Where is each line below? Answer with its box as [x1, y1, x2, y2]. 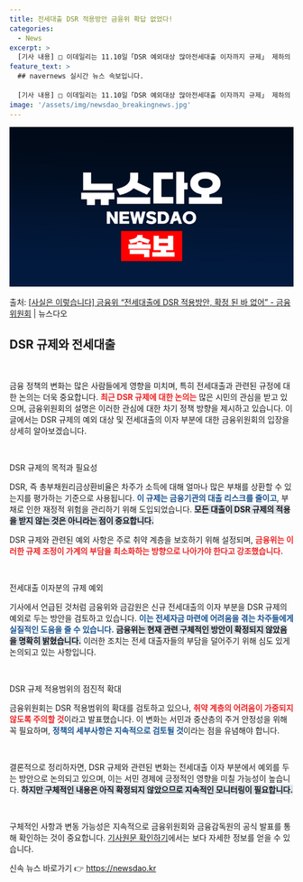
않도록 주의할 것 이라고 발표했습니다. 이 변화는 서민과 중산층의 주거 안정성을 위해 [9, 713, 288, 724]
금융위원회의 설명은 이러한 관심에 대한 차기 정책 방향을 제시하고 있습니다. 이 [28, 403, 293, 413]
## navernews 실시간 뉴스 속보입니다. [17, 72, 144, 81]
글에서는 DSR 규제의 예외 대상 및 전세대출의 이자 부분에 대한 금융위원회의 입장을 [9, 413, 290, 424]
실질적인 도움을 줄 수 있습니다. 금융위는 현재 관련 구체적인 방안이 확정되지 [9, 624, 264, 635]
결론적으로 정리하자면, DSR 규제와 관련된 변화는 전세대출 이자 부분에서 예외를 [9, 761, 280, 772]
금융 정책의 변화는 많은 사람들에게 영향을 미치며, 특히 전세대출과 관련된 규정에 [9, 380, 281, 391]
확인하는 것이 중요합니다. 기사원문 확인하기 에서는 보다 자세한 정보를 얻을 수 [18, 831, 281, 843]
